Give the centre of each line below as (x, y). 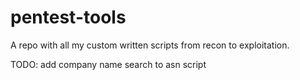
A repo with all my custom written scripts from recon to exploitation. (150, 45)
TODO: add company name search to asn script (108, 64)
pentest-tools (68, 17)
